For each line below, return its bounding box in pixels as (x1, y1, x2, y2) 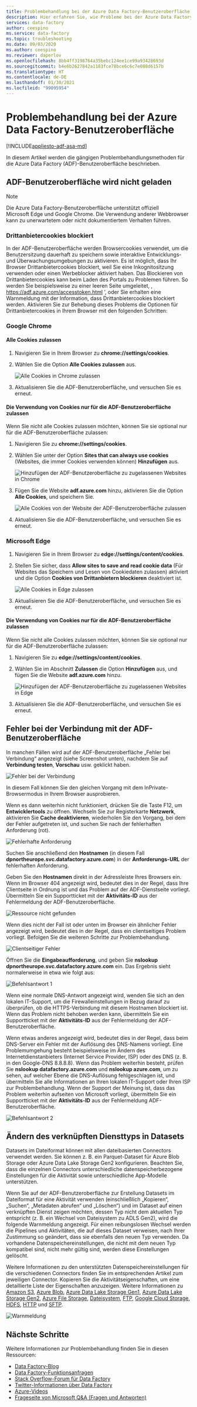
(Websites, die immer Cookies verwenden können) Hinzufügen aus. (14, 458, 179, 465)
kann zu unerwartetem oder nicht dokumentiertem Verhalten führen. (6, 216, 171, 224)
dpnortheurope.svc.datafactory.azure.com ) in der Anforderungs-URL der (6, 855, 189, 862)
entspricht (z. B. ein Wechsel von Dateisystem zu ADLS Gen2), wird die (6, 1215, 178, 1222)
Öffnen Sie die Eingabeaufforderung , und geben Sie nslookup (6, 956, 158, 963)
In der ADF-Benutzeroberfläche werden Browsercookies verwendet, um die (6, 245, 189, 252)
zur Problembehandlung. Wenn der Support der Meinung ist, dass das (6, 1084, 175, 1091)
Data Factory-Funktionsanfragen (14, 1369, 94, 1376)
